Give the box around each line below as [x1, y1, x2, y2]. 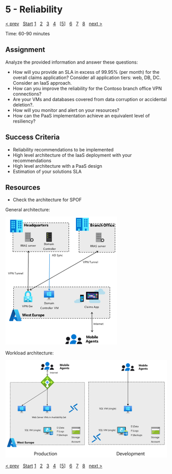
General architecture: [5, 207, 50, 213]
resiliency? [12, 118, 36, 124]
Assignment [5, 45, 45, 54]
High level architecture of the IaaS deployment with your [12, 152, 132, 158]
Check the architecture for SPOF [12, 196, 82, 203]
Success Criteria [5, 133, 60, 142]
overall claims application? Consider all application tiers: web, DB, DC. [12, 74, 161, 81]
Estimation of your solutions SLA [12, 168, 82, 174]
